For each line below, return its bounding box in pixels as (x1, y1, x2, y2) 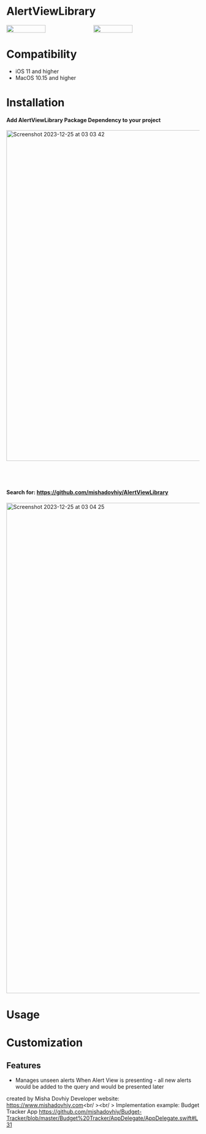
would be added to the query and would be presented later (15, 1083, 164, 1090)
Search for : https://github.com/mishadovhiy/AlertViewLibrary (6, 489, 169, 496)
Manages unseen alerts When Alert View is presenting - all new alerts (15, 1076, 192, 1084)
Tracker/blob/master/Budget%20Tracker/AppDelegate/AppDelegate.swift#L (6, 1114, 198, 1122)
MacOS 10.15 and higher (15, 74, 77, 81)
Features (6, 1060, 41, 1071)
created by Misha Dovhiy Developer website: (6, 1095, 120, 1103)
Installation (6, 96, 65, 110)
